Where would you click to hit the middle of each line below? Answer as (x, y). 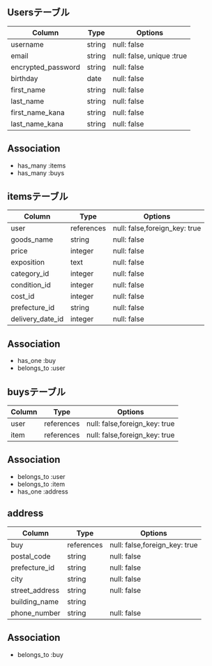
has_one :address (43, 491)
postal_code (31, 556)
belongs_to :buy (40, 654)
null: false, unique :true (150, 56)
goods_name (32, 239)
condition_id (31, 285)
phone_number (36, 613)
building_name (35, 601)
